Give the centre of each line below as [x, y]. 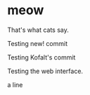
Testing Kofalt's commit [41, 57]
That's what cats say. [38, 30]
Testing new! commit [38, 43]
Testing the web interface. [45, 71]
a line [15, 84]
